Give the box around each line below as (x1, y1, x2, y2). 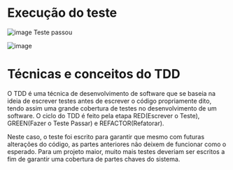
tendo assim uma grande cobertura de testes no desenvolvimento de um (7, 104, 217, 113)
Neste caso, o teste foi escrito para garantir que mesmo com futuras (7, 132, 205, 141)
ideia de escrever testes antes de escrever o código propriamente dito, (7, 97, 212, 105)
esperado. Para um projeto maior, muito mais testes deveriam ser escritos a (7, 147, 225, 155)
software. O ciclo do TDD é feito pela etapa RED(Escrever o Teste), (7, 111, 200, 120)
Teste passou (34, 28, 73, 36)
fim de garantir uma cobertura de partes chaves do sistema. (7, 155, 181, 163)
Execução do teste (7, 5, 118, 21)
